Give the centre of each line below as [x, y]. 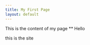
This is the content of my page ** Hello [45, 28]
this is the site [19, 38]
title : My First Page [28, 10]
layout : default [22, 14]
